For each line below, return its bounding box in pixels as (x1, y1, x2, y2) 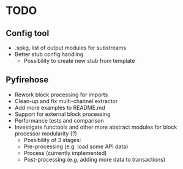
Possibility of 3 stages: (23, 136, 81, 143)
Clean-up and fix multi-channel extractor (14, 97, 118, 104)
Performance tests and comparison (14, 117, 104, 124)
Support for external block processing (14, 110, 111, 118)
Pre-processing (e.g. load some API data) (23, 143, 129, 150)
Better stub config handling (14, 51, 84, 58)
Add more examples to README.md (14, 104, 105, 111)
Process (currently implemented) (23, 149, 107, 156)
